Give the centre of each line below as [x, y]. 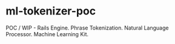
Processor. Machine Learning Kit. [47, 34]
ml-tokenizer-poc [51, 11]
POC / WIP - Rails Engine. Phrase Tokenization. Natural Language [87, 28]
